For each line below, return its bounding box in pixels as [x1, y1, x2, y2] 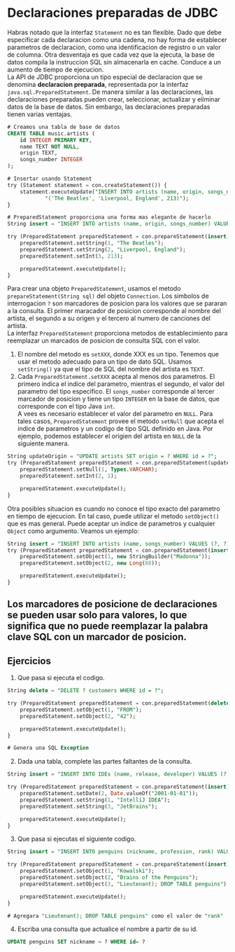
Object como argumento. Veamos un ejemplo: [7, 527, 140, 535]
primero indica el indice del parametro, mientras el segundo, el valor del [17, 380, 225, 388]
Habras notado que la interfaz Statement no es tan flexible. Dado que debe [7, 28, 222, 36]
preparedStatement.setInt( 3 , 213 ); [20, 252, 124, 260]
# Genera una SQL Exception [7, 745, 90, 752]
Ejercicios [7, 655, 51, 667]
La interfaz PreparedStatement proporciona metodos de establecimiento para [7, 329, 228, 338]
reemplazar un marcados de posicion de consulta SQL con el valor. [7, 336, 201, 345]
